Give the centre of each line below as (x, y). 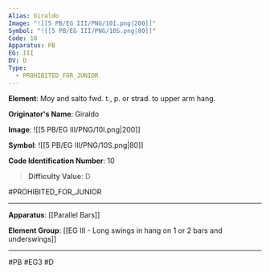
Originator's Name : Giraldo (54, 114)
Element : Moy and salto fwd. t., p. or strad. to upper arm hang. (112, 98)
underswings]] (33, 238)
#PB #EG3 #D (31, 262)
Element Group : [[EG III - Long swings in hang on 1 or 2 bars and (115, 230)
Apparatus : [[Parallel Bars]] (54, 214)
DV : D (17, 61)
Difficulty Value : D (59, 176)
